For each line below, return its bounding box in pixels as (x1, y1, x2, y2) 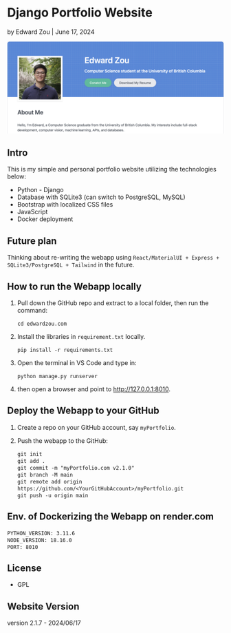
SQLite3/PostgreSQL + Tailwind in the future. (7, 260, 135, 269)
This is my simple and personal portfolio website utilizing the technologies (7, 165, 217, 174)
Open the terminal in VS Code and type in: (16, 358, 137, 366)
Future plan (7, 235, 57, 247)
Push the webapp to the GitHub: (16, 436, 109, 445)
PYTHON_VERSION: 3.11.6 (7, 530, 76, 537)
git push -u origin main (16, 492, 89, 499)
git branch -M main (16, 471, 74, 478)
